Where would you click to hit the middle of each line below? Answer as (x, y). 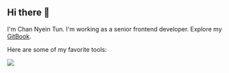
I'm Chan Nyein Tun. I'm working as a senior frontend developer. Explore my (115, 29)
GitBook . (20, 36)
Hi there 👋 (28, 13)
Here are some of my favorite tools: (57, 49)
